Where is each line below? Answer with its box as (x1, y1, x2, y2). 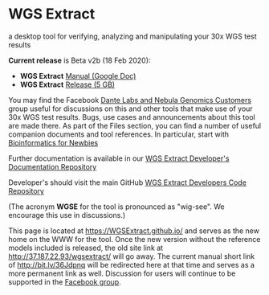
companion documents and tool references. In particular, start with (8, 129, 230, 139)
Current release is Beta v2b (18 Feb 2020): (8, 55, 151, 65)
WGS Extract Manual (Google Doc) (19, 71, 137, 80)
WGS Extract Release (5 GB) (19, 80, 115, 89)
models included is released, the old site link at (8, 243, 163, 252)
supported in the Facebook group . (8, 277, 122, 286)
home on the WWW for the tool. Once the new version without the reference (8, 234, 261, 244)
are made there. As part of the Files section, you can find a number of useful (8, 121, 262, 130)
